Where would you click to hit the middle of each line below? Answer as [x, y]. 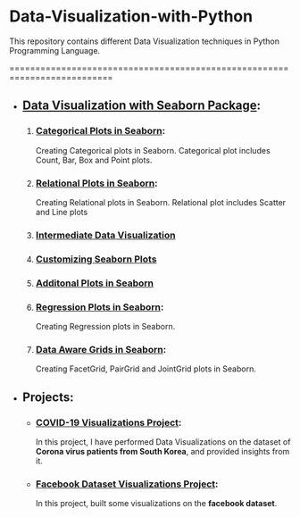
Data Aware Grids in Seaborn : [101, 349]
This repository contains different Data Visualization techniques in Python [144, 41]
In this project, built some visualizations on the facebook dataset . [156, 504]
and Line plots [62, 212]
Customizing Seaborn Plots [96, 259]
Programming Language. [55, 50]
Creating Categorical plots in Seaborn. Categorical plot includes [153, 150]
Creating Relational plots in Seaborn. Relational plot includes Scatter [161, 202]
